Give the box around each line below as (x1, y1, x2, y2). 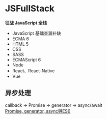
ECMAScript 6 (12, 57, 41, 62)
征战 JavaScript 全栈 (5, 20, 48, 26)
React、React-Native (12, 67, 55, 74)
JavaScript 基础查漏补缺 (12, 30, 61, 36)
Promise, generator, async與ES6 (5, 108, 71, 114)
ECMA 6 (12, 35, 29, 42)
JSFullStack (5, 3, 55, 14)
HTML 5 (12, 41, 29, 47)
